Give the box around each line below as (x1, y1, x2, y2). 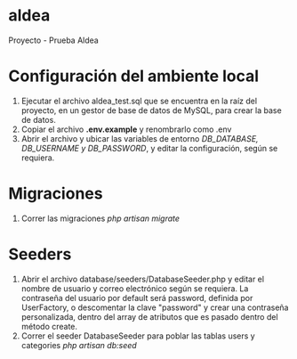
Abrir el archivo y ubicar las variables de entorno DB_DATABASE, (20, 133, 259, 143)
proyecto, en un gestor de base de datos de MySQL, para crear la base (20, 104, 282, 116)
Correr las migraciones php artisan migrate (20, 213, 180, 224)
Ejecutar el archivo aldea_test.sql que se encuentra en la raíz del (20, 95, 258, 106)
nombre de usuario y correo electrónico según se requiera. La (20, 282, 249, 294)
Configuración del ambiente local (8, 66, 260, 86)
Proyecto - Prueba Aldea (8, 35, 99, 45)
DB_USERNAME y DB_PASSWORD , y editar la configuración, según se (20, 143, 278, 153)
